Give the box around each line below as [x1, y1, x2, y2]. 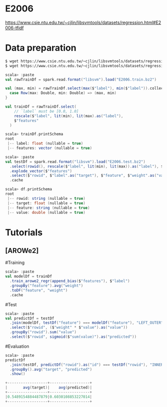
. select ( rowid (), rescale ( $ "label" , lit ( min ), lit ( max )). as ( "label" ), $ [9, 164, 164, 169]
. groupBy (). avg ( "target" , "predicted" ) [9, 367, 92, 372]
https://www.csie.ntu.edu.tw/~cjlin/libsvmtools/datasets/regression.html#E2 [5, 19, 162, 25]
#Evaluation [5, 343, 30, 349]
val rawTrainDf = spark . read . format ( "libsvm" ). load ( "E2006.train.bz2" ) [5, 77, 157, 82]
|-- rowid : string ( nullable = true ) [7, 196, 85, 201]
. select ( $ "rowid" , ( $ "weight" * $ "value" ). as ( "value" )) [9, 325, 128, 330]
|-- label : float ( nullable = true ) [7, 141, 83, 146]
